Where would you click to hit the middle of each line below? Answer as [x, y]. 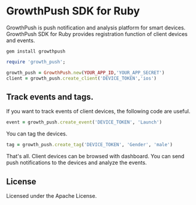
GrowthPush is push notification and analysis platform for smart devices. [96, 28]
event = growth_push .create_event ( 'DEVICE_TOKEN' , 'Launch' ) [84, 122]
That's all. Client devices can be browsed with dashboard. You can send [95, 156]
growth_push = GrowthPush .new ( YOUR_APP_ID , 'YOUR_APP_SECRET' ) [85, 73]
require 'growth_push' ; [36, 62]
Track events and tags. [50, 97]
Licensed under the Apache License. [52, 195]
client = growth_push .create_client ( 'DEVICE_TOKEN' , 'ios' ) [82, 78]
